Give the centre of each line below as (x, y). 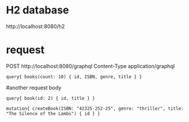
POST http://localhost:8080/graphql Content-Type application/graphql (90, 66)
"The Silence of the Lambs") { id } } (53, 114)
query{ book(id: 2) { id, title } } (50, 98)
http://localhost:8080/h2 (36, 26)
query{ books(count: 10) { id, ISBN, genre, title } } (74, 76)
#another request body (34, 88)
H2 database (38, 10)
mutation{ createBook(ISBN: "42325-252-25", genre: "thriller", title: (95, 109)
